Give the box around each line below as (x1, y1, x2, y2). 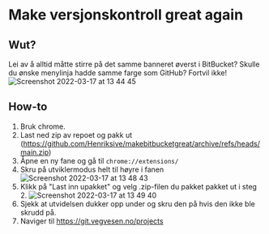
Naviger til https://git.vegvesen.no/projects (19, 216, 164, 226)
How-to (8, 100, 48, 114)
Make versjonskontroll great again (8, 6, 244, 24)
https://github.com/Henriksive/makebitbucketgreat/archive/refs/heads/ (23, 138, 261, 148)
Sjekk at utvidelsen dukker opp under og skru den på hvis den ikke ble (19, 198, 255, 208)
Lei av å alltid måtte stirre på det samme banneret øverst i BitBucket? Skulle (8, 59, 260, 69)
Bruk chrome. (19, 121, 66, 131)
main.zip (19, 147, 49, 157)
